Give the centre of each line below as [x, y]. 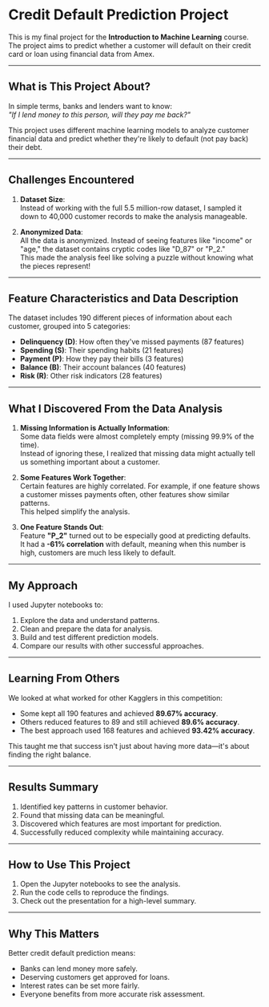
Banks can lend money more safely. [78, 969]
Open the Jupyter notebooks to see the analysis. [100, 884]
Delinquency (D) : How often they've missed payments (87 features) [132, 342]
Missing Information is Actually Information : [94, 428]
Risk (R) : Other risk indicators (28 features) [91, 376]
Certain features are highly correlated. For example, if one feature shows [140, 486]
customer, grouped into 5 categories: [69, 326]
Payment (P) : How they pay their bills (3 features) [102, 359]
